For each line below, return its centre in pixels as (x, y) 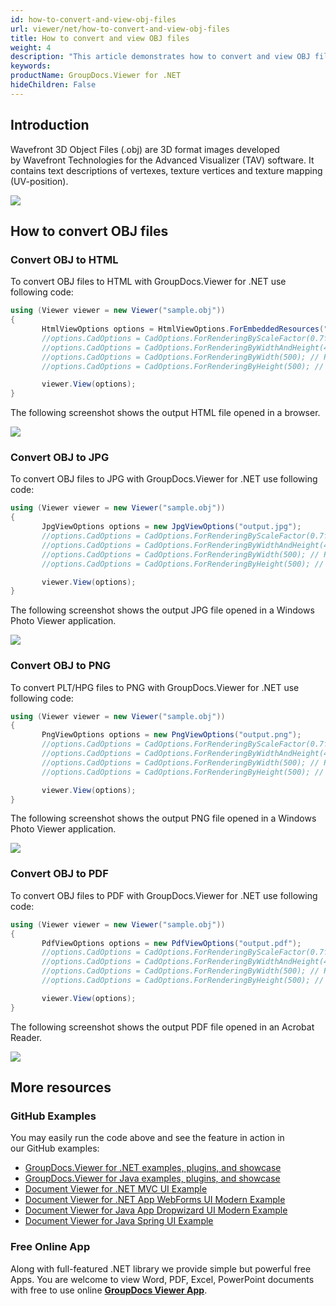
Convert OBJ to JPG (60, 458)
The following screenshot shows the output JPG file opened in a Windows (162, 610)
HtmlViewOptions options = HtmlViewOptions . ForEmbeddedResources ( (183, 329)
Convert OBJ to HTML (64, 259)
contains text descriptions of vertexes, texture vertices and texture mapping (166, 170)
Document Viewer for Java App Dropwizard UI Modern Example (156, 1210)
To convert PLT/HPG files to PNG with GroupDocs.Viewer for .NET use (155, 687)
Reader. (26, 1037)
